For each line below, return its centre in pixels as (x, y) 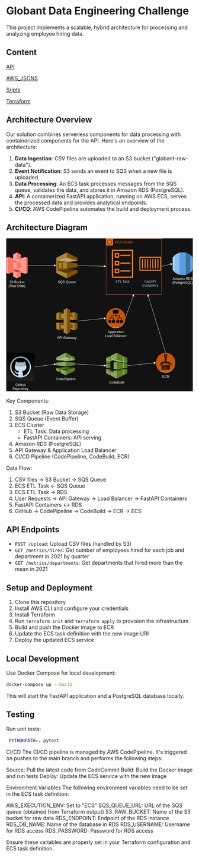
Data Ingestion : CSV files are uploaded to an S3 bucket (83, 158)
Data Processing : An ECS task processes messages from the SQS (96, 184)
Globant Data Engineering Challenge (98, 11)
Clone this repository (40, 602)
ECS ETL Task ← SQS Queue (50, 486)
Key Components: (28, 401)
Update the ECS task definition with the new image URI (82, 634)
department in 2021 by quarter (52, 556)
